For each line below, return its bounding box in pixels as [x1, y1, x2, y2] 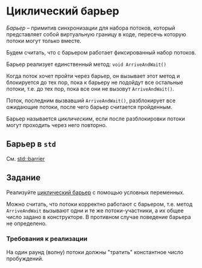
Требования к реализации [6, 235, 87, 243]
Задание [6, 172, 41, 183]
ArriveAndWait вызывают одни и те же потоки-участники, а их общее [6, 207, 184, 214]
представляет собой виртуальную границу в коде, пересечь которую [6, 30, 186, 38]
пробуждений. [6, 255, 44, 262]
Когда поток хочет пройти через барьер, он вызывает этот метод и [6, 72, 180, 79]
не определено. [6, 220, 47, 227]
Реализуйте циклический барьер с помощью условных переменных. [6, 189, 185, 196]
